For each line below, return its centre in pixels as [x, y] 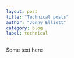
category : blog [24, 28]
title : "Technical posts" [37, 17]
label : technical [27, 33]
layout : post [22, 11]
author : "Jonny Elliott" [36, 22]
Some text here [24, 50]
